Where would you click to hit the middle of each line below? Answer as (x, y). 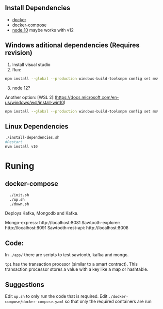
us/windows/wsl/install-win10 (34, 102)
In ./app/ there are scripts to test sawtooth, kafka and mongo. (67, 255)
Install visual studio (31, 65)
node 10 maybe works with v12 (43, 30)
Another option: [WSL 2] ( (31, 97)
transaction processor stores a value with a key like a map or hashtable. (77, 269)
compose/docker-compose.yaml (34, 302)
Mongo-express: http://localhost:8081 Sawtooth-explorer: (63, 223)
